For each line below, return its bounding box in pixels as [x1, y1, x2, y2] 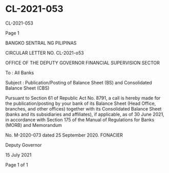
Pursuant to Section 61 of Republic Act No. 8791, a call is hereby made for [5, 95, 161, 101]
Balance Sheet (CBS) [5, 85, 50, 91]
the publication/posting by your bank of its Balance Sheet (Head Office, [5, 100, 156, 106]
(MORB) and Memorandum [5, 122, 62, 128]
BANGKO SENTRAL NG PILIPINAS [5, 39, 77, 46]
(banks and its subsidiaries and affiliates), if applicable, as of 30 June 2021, [5, 111, 165, 117]
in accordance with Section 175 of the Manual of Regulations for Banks [5, 116, 155, 123]
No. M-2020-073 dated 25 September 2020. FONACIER [5, 132, 123, 138]
